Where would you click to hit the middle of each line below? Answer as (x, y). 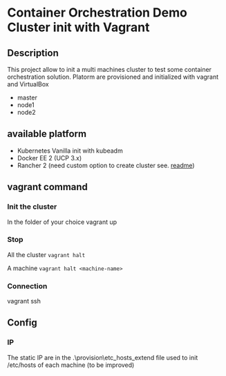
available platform (47, 134)
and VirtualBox (28, 84)
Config (22, 323)
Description (33, 53)
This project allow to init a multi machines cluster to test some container (110, 69)
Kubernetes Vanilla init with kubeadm (70, 151)
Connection (27, 286)
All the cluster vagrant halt (46, 254)
